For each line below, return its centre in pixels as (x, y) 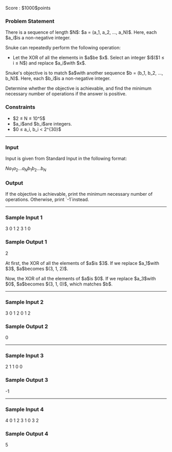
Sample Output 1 (26, 242)
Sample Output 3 (27, 380)
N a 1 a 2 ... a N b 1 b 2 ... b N (26, 169)
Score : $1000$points (28, 8)
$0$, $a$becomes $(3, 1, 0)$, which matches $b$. (59, 284)
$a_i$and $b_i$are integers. (42, 124)
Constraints (20, 107)
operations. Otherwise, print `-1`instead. (47, 199)
